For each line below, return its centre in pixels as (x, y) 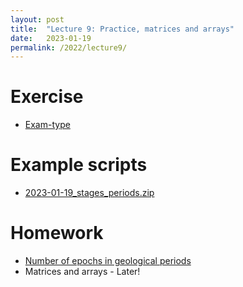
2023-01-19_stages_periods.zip (89, 193)
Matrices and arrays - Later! (82, 272)
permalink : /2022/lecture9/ (69, 47)
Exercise (47, 97)
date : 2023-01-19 (51, 38)
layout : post (37, 19)
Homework (57, 233)
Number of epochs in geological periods (108, 261)
